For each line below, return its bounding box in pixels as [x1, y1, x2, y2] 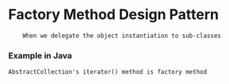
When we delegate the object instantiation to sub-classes [22, 32, 222, 40]
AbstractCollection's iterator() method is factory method [8, 68, 208, 76]
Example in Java [8, 50, 73, 61]
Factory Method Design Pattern [8, 6, 219, 24]
